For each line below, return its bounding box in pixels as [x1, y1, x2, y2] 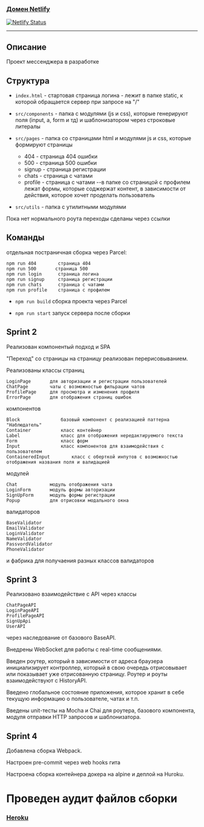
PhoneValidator [6, 546, 45, 552]
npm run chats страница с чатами [6, 282, 104, 288]
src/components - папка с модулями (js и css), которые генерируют [15, 110, 188, 117]
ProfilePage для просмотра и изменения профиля [6, 389, 140, 395]
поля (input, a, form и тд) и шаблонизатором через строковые [15, 116, 175, 123]
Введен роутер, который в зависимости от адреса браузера [6, 658, 163, 665]
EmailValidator [6, 525, 45, 531]
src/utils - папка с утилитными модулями [15, 203, 126, 211]
